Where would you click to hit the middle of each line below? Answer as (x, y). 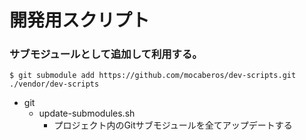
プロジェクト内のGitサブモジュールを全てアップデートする (173, 125)
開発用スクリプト (80, 20)
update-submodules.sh (87, 113)
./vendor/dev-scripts (54, 84)
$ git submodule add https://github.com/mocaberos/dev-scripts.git (153, 76)
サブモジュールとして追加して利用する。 (106, 54)
